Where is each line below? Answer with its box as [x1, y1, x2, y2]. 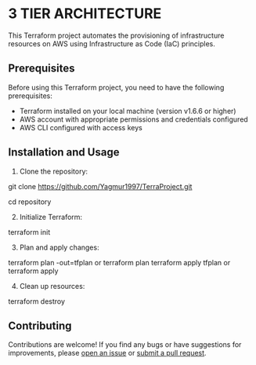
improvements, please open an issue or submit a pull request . [8, 349, 207, 358]
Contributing [8, 319, 72, 332]
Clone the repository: [19, 166, 88, 176]
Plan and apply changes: [19, 243, 99, 252]
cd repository [8, 197, 52, 206]
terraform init [8, 227, 51, 236]
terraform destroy [8, 296, 65, 306]
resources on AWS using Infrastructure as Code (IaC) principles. [8, 38, 215, 48]
